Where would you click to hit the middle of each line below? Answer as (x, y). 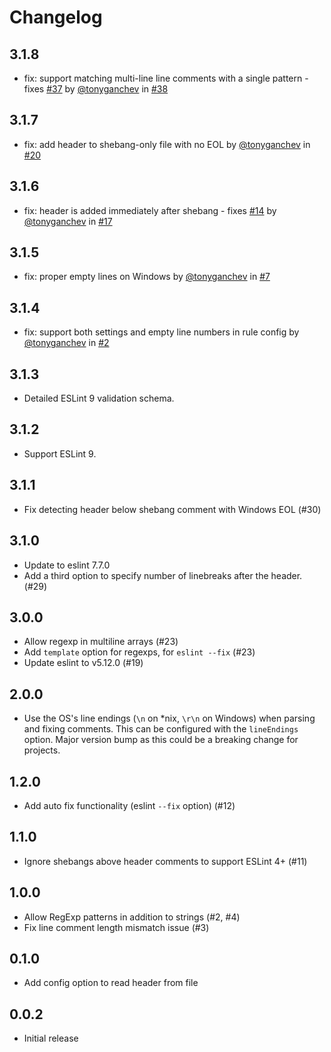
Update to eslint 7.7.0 (67, 565)
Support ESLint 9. (60, 453)
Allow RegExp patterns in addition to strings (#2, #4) (132, 917)
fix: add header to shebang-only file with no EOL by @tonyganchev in (167, 144)
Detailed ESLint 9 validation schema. (99, 398)
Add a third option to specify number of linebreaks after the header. (163, 575)
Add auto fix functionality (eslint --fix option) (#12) (129, 805)
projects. (42, 750)
